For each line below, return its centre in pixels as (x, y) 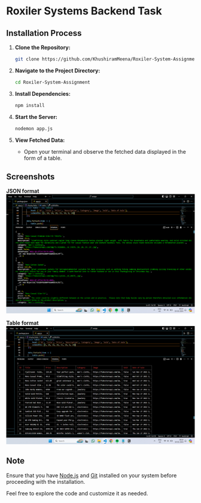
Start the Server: (36, 117)
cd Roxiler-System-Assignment (53, 82)
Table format (22, 323)
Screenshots (31, 177)
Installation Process (44, 33)
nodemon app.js (34, 129)
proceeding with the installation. (46, 481)
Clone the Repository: (42, 47)
